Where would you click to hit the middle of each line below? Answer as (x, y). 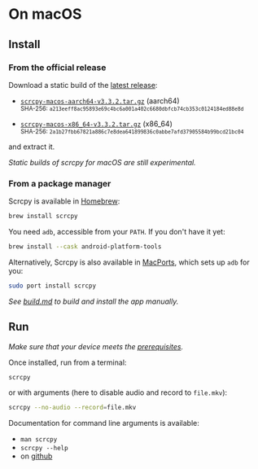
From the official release (57, 68)
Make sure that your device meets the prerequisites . (96, 346)
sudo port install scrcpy (52, 286)
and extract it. (32, 147)
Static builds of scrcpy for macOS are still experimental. (103, 162)
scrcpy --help (44, 449)
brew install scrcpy (44, 217)
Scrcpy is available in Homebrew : (64, 201)
